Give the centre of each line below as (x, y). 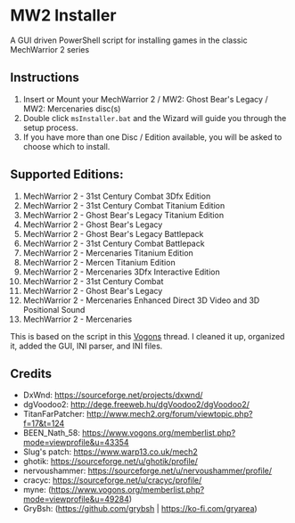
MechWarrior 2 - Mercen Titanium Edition (99, 262)
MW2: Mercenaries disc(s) (72, 109)
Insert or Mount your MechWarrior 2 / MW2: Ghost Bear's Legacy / (145, 99)
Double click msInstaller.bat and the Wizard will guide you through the (155, 118)
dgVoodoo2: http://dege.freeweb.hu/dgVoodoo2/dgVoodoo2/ (136, 405)
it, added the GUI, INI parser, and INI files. (86, 346)
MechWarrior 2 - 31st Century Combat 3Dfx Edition (117, 196)
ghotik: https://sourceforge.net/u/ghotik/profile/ (111, 462)
